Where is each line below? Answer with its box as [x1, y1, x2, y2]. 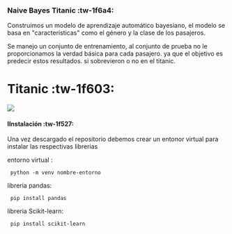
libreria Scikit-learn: [7, 207, 64, 215]
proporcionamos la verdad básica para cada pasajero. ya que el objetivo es [7, 49, 223, 58]
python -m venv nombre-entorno [10, 169, 101, 176]
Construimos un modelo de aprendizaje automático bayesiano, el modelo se [7, 22, 225, 30]
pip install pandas [10, 195, 68, 202]
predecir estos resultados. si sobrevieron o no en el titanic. [7, 57, 176, 65]
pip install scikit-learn [10, 221, 86, 228]
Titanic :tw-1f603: [7, 81, 115, 97]
